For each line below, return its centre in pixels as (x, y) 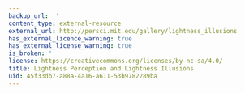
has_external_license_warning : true (70, 46)
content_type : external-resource (65, 23)
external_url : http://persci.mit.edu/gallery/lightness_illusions (123, 31)
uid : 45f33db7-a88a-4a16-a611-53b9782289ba (83, 76)
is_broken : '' (32, 53)
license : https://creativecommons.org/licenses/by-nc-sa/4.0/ (116, 61)
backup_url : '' (34, 16)
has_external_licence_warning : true (70, 38)
